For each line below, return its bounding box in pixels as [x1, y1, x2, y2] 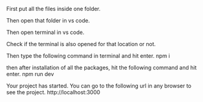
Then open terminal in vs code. [6, 29, 85, 36]
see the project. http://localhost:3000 [6, 89, 101, 96]
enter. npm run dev [6, 70, 54, 78]
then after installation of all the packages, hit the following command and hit [6, 64, 197, 71]
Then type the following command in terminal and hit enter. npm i [6, 52, 170, 59]
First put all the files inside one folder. [6, 5, 101, 12]
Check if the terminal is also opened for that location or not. [6, 41, 156, 47]
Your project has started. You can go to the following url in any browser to [6, 82, 192, 89]
